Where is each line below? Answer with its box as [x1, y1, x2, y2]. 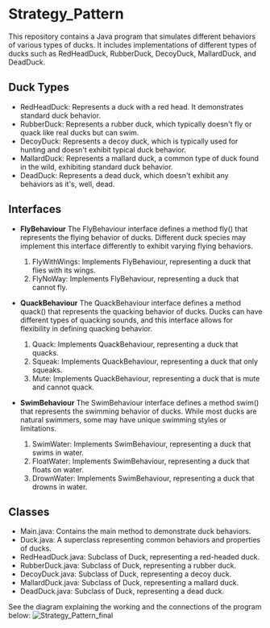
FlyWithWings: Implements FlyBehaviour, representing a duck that [31, 256, 251, 266]
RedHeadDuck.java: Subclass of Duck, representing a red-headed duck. [19, 552, 260, 562]
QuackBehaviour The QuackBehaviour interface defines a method [19, 297, 242, 307]
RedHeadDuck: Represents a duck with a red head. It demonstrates [19, 102, 244, 111]
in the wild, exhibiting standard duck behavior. [19, 162, 173, 172]
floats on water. [31, 464, 85, 474]
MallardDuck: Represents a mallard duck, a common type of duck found [19, 153, 260, 163]
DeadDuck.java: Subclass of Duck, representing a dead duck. [19, 586, 224, 597]
